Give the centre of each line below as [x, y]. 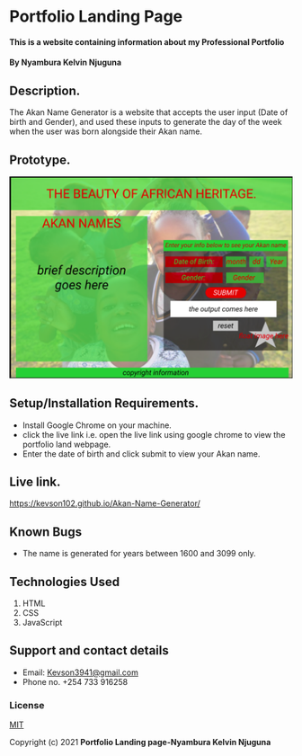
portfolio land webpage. [67, 444]
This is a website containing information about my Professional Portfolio [147, 41]
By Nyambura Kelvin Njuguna [66, 62]
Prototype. [40, 160]
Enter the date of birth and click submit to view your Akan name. [141, 454]
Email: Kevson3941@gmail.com [80, 672]
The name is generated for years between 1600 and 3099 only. [139, 554]
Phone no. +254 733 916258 [75, 681]
